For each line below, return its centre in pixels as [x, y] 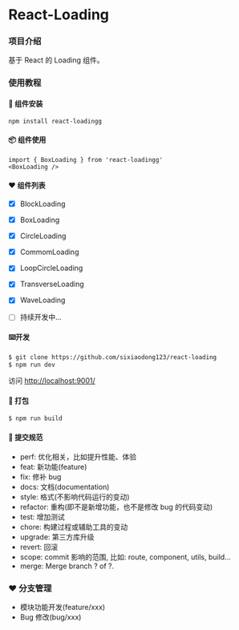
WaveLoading [43, 300]
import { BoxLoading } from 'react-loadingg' [85, 160]
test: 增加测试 [43, 517]
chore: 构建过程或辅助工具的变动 [74, 527]
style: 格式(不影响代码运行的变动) [75, 497]
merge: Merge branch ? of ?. [67, 566]
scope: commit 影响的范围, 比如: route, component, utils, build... [125, 557]
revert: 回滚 [39, 547]
